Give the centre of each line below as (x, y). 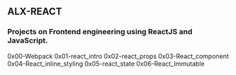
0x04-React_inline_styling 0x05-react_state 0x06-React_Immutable (106, 64)
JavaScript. (28, 40)
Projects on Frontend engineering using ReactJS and (100, 32)
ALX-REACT (35, 12)
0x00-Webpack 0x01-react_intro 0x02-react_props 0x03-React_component (118, 56)
